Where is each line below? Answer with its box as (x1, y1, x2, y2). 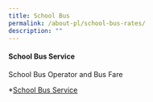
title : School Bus (8, 11, 70, 20)
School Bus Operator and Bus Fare (8, 69, 123, 79)
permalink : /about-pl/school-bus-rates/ (8, 19, 147, 27)
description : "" (8, 27, 63, 35)
